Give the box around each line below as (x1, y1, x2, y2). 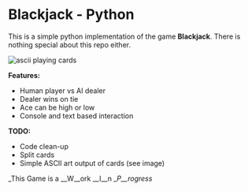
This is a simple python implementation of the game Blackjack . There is (8, 32, 241, 41)
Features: (8, 70, 41, 80)
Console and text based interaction (19, 110, 134, 120)
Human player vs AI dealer (19, 85, 106, 95)
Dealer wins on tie (19, 94, 79, 103)
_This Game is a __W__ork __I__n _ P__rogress (8, 174, 153, 183)
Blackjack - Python (8, 6, 135, 24)
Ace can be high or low (19, 103, 95, 112)
